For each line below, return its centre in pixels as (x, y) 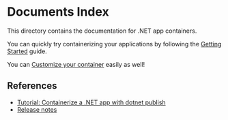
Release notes (37, 109)
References (32, 86)
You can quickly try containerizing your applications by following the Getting (114, 44)
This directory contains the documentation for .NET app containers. (102, 31)
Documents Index (58, 12)
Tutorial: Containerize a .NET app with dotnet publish (91, 102)
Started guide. (27, 51)
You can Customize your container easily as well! (76, 64)
